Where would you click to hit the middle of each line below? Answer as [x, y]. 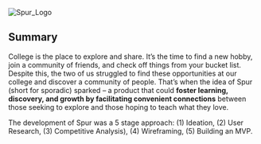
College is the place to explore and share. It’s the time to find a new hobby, [130, 56]
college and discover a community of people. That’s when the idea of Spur [130, 82]
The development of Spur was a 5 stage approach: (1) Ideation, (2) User [126, 123]
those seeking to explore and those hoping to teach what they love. [119, 107]
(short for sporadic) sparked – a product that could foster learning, [118, 90]
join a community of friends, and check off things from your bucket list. [125, 64]
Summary [33, 37]
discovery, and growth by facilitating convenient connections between [127, 99]
